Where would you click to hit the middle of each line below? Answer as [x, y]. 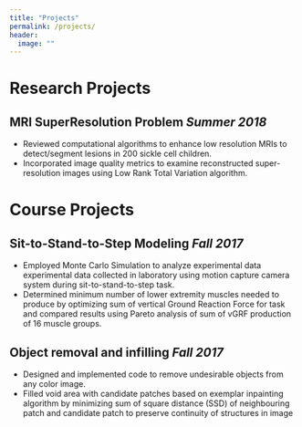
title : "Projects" [44, 18]
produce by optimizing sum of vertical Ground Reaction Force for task [154, 304]
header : [24, 35]
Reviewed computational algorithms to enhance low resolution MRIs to [155, 144]
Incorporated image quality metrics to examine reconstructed [138, 163]
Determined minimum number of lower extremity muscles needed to [151, 295]
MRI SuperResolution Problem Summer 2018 [138, 122]
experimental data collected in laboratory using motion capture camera [156, 276]
